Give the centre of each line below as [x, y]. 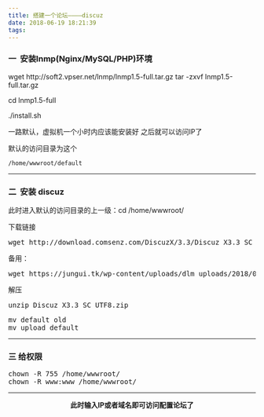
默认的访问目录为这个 [42, 148]
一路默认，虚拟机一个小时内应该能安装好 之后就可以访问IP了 [105, 131]
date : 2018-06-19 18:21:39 [52, 23]
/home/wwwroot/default [45, 163]
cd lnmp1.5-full [32, 100]
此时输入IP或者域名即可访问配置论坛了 [132, 405]
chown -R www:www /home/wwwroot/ [73, 382]
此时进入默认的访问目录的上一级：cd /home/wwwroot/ [96, 210]
